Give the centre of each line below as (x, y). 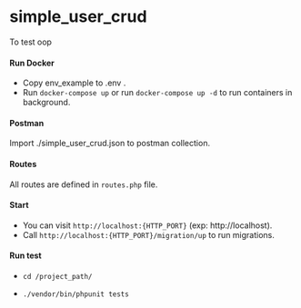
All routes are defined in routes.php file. (84, 184)
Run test (26, 255)
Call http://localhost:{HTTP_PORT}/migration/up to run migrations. (149, 234)
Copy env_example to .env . (74, 83)
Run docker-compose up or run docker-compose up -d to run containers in (157, 93)
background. (46, 103)
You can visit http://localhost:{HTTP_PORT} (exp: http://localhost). (147, 225)
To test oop (31, 42)
